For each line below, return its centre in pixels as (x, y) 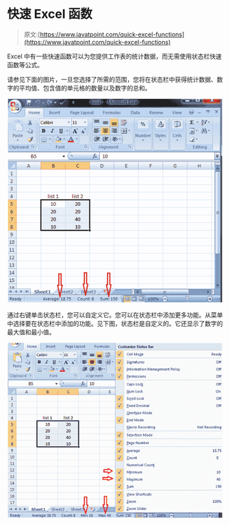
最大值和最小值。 (31, 332)
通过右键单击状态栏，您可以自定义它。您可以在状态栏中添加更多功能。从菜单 (115, 315)
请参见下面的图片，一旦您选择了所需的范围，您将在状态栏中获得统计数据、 (112, 79)
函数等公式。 (25, 65)
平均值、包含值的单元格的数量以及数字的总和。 (85, 88)
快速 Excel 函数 (50, 14)
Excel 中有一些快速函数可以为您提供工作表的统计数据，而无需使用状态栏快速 (115, 56)
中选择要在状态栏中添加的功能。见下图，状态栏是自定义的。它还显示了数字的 (115, 324)
